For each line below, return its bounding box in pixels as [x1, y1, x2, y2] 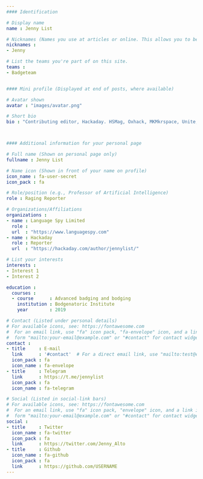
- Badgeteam [6, 69, 36, 76]
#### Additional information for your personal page [6, 140, 142, 147]
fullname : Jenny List [6, 156, 63, 163]
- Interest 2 [6, 273, 39, 280]
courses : [11, 290, 36, 296]
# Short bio [6, 113, 36, 120]
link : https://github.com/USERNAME [11, 463, 118, 469]
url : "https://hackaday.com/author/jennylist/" [11, 246, 139, 252]
